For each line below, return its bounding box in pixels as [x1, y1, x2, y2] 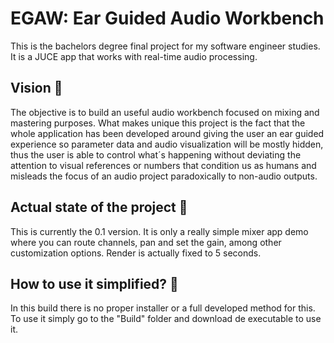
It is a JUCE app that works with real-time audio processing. [10, 50, 258, 62]
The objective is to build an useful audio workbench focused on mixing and [10, 106, 320, 118]
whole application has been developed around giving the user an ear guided [10, 127, 325, 139]
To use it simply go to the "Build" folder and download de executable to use [10, 313, 322, 325]
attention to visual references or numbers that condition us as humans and [10, 159, 317, 171]
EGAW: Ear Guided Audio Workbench [10, 7, 325, 30]
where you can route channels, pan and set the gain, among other [10, 236, 282, 248]
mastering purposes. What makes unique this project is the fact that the [10, 117, 306, 129]
